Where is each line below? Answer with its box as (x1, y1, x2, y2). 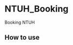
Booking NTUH (4, 19, 35, 25)
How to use (4, 33, 40, 42)
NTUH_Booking (4, 3, 69, 15)
